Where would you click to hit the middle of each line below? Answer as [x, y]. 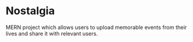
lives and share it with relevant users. [52, 33]
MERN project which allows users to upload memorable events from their [96, 27]
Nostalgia [30, 11]
